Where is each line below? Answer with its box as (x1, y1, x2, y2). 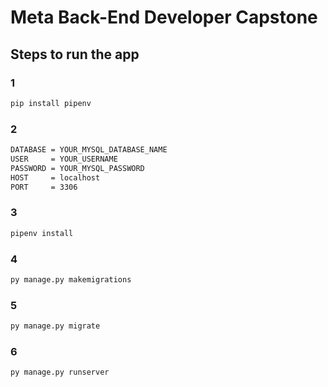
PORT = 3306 (10, 182, 78, 192)
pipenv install (10, 228, 74, 238)
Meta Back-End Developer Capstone (10, 6, 318, 29)
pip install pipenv (10, 98, 92, 108)
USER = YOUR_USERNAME (10, 154, 118, 164)
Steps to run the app (10, 46, 140, 63)
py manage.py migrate (10, 321, 101, 331)
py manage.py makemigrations (10, 274, 132, 285)
